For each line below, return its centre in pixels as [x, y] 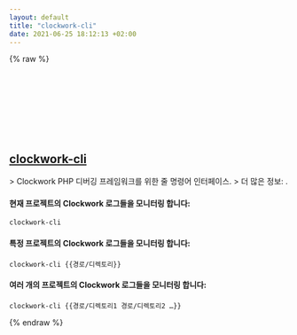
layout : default [39, 17]
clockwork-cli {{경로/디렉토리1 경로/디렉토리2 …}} [95, 306]
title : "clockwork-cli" [53, 26]
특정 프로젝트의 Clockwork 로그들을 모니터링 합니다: [100, 243]
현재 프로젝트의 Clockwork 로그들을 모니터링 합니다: [100, 203]
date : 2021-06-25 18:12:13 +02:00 [73, 34]
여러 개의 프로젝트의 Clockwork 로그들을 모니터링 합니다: [108, 285]
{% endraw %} [36, 322]
